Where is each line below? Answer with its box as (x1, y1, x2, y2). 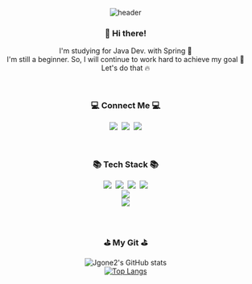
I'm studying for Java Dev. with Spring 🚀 (59, 46, 192, 56)
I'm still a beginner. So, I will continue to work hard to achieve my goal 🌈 (6, 55, 246, 65)
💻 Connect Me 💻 (90, 100, 161, 111)
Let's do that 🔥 (101, 63, 151, 73)
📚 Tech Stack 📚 (92, 158, 159, 169)
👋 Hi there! (104, 27, 147, 39)
